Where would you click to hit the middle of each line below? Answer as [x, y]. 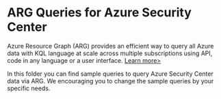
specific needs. [29, 88]
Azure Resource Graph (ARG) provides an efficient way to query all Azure [110, 46]
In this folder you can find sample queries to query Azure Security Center [110, 74]
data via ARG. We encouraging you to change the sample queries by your [110, 81]
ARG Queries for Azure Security [99, 13]
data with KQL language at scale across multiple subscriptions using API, [110, 53]
